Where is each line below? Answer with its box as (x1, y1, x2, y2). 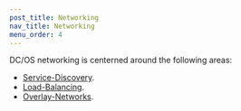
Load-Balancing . (22, 82, 84, 93)
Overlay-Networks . (22, 91, 94, 102)
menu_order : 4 (9, 30, 63, 39)
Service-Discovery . (22, 72, 95, 83)
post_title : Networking (9, 13, 100, 23)
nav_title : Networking (9, 22, 95, 31)
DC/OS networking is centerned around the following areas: (9, 55, 233, 66)
